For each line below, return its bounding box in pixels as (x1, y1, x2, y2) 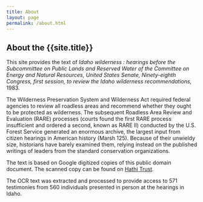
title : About (6, 8, 39, 15)
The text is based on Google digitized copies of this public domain (6, 159, 171, 166)
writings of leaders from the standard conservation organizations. (6, 148, 170, 155)
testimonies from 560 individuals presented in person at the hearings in (6, 184, 185, 191)
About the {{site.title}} (6, 42, 93, 53)
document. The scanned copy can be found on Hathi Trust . (6, 166, 154, 173)
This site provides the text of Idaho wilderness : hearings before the (6, 59, 176, 66)
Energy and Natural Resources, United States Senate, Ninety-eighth (6, 71, 176, 79)
